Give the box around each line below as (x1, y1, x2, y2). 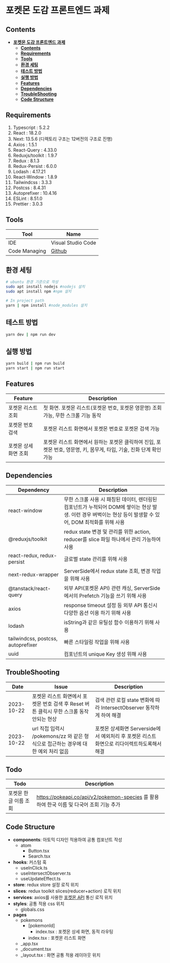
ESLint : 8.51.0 (13, 195, 42, 201)
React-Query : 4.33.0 (13, 147, 57, 153)
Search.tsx (28, 853, 51, 860)
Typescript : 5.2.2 (13, 124, 50, 130)
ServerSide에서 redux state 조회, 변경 (64, 567, 150, 575)
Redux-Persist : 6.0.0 (13, 163, 57, 169)
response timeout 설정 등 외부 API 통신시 (64, 601, 158, 609)
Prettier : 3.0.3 (13, 201, 43, 207)
